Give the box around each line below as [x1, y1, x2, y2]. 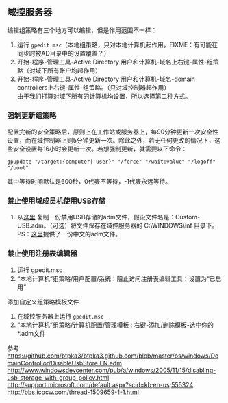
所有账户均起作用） [47, 66, 101, 74]
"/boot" [7, 164, 29, 171]
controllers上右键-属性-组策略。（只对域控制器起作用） [16, 83, 170, 91]
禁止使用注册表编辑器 [7, 249, 77, 258]
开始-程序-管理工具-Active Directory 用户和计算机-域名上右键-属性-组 [16, 58, 214, 66]
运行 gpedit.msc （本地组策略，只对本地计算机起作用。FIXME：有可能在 [16, 40, 218, 49]
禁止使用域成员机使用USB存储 [7, 196, 106, 206]
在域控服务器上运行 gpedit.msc [16, 312, 104, 320]
